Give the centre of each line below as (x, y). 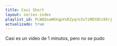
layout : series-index (28, 15)
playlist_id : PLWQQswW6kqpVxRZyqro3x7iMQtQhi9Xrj (59, 19)
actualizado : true (25, 24)
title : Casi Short (25, 10)
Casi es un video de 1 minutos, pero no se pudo (55, 38)
